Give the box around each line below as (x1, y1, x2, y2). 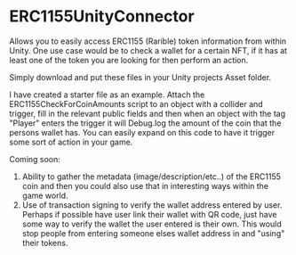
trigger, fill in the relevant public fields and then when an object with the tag (9, 108, 286, 119)
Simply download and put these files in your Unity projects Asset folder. (9, 71, 272, 82)
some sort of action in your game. (9, 136, 133, 147)
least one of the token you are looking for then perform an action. (9, 54, 249, 65)
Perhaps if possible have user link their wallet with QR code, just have (21, 209, 277, 219)
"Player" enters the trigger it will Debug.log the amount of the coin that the (9, 118, 282, 128)
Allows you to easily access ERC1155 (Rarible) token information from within (9, 36, 287, 46)
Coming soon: (9, 153, 60, 164)
